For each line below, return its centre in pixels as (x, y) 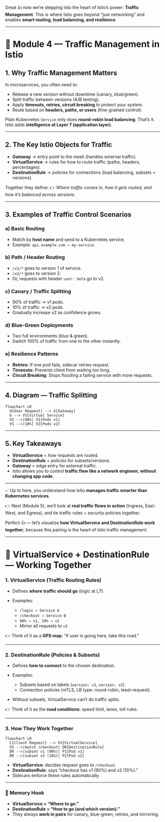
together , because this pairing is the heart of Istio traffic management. (77, 530)
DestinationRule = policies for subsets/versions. (61, 460)
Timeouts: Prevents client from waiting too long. (61, 370)
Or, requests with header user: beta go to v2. (58, 278)
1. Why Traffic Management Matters (61, 73)
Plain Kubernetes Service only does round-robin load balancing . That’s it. (80, 119)
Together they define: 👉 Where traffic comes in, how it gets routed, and (79, 187)
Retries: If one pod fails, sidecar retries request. (61, 364)
